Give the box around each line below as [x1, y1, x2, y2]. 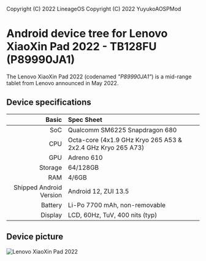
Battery [40, 200, 63, 209]
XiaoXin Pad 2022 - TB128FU [6, 40, 157, 54]
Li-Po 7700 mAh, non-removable [67, 200, 166, 209]
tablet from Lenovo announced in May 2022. [6, 79, 119, 86]
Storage [39, 163, 63, 172]
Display [40, 211, 63, 219]
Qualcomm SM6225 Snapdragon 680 [67, 126, 177, 134]
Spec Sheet [67, 115, 102, 124]
